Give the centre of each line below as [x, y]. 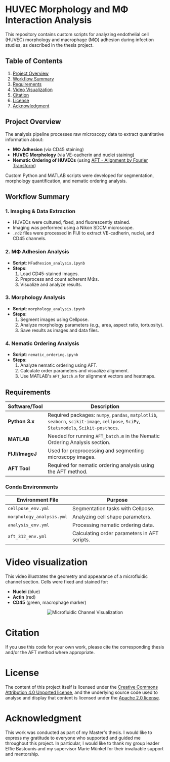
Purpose [117, 500]
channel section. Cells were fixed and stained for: [57, 582]
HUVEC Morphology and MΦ [67, 9]
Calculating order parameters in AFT [116, 534]
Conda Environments [32, 487]
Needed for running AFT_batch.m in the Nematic [104, 436]
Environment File [38, 500]
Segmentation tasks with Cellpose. [114, 509]
